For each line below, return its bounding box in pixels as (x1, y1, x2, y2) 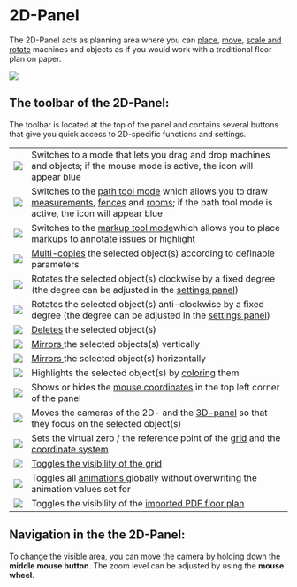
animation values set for (31, 483, 131, 495)
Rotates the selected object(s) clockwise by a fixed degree (31, 272, 276, 284)
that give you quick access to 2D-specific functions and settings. (9, 128, 247, 139)
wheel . (9, 569, 35, 580)
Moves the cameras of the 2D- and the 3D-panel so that (31, 406, 268, 419)
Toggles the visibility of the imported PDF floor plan (31, 497, 245, 509)
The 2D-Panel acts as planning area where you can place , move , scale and (9, 35, 282, 45)
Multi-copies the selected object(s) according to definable (31, 247, 276, 259)
